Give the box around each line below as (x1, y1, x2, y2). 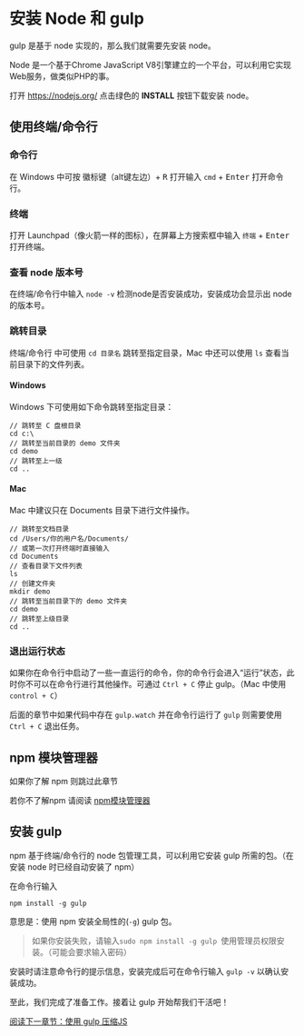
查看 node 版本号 (9, 265, 83, 278)
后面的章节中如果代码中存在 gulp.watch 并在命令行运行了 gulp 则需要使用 (9, 710, 282, 721)
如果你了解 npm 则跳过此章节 (9, 776, 118, 787)
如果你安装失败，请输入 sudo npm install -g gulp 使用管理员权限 (31, 935, 277, 946)
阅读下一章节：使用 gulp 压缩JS (9, 1015, 128, 1027)
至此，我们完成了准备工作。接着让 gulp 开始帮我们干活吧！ (9, 996, 230, 1007)
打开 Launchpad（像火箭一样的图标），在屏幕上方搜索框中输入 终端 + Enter (9, 229, 290, 241)
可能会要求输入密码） (51, 946, 132, 957)
